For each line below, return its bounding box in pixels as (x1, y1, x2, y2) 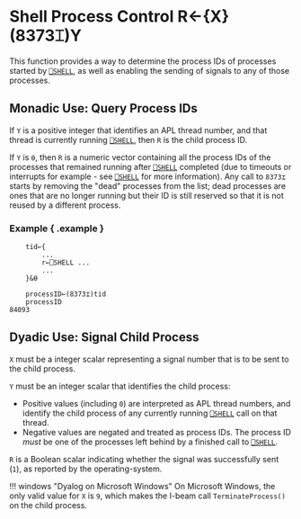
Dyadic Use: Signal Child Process (9, 330, 199, 345)
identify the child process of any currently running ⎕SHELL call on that (22, 407, 278, 418)
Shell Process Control (9, 6, 174, 27)
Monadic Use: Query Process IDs (9, 101, 198, 116)
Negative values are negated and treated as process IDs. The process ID (22, 426, 292, 437)
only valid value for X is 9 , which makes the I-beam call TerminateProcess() (9, 490, 286, 501)
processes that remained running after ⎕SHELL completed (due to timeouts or (9, 161, 292, 172)
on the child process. (9, 499, 88, 510)
